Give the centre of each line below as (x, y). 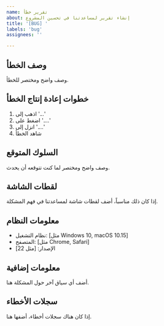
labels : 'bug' (25, 29)
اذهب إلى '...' (30, 113)
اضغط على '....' (33, 120)
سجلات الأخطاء (32, 302)
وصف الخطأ (27, 65)
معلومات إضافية (33, 267)
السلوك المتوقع (32, 153)
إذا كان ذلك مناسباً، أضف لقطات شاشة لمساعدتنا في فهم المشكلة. (82, 201)
